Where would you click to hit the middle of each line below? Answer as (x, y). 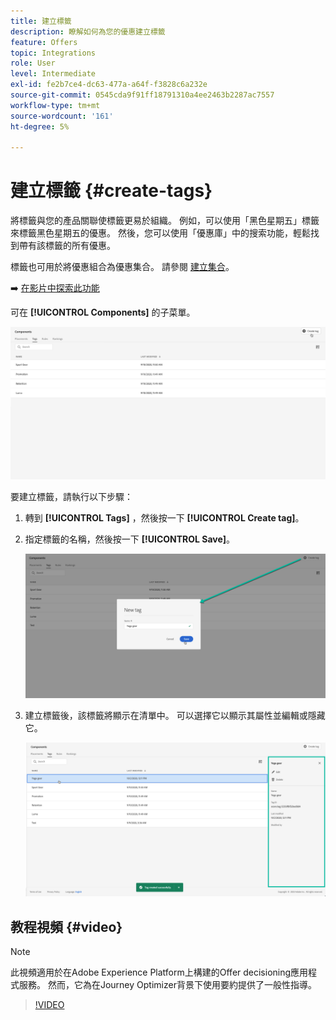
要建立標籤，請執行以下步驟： (71, 496)
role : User (33, 63)
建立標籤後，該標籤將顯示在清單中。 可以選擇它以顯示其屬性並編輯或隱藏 (175, 716)
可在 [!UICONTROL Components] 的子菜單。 (103, 312)
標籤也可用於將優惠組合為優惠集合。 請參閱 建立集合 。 (122, 267)
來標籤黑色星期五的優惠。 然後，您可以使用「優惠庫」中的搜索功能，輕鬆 (160, 233)
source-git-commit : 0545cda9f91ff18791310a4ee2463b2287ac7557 (142, 95)
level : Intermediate (53, 74)
